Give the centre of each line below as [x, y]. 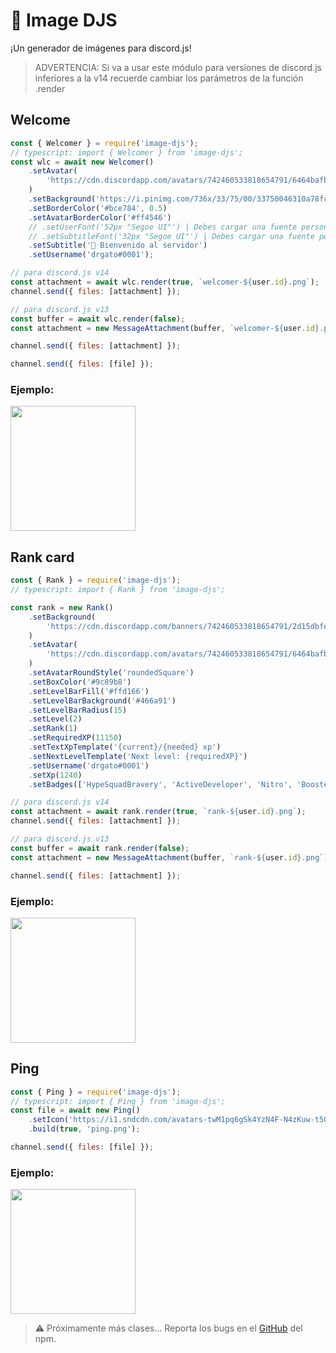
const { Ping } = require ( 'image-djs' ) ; [96, 1092]
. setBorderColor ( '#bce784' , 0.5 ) [98, 208]
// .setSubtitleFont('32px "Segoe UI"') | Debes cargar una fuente [171, 236]
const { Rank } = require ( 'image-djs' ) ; [96, 580]
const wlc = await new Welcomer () [82, 162]
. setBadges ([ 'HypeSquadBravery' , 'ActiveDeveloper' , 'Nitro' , [160, 784]
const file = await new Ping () [75, 1110]
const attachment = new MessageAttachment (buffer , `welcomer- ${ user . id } [165, 328]
